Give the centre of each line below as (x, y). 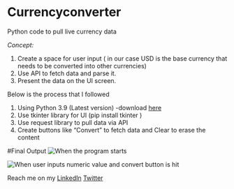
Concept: (21, 45)
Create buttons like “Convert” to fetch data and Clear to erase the (111, 130)
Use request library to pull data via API (73, 122)
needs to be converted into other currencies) (82, 66)
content (28, 137)
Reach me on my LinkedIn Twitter (55, 178)
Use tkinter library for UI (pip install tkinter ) (80, 115)
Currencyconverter (64, 12)
